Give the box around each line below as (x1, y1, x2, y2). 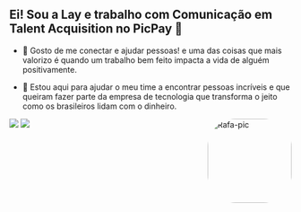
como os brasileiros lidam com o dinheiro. (21, 101, 177, 111)
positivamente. (21, 64, 78, 75)
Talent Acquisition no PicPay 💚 (9, 22, 184, 37)
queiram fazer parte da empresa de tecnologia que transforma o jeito (21, 91, 278, 102)
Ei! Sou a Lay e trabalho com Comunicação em (9, 7, 273, 22)
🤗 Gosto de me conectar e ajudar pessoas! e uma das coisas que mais (21, 45, 282, 56)
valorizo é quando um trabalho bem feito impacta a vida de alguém (21, 54, 270, 66)
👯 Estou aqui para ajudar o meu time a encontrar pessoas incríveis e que (21, 81, 291, 93)
